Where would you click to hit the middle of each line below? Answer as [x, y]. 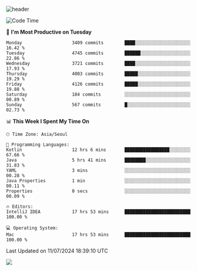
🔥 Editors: [20, 207]
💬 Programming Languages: [38, 145]
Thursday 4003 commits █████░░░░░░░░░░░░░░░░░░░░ [98, 74]
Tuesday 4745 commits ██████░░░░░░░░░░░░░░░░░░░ [98, 53]
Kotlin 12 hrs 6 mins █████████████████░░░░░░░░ [98, 150]
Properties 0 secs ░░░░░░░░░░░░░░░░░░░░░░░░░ [98, 191]
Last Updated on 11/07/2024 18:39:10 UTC [57, 251]
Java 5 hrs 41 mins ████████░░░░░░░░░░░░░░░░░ [98, 160]
